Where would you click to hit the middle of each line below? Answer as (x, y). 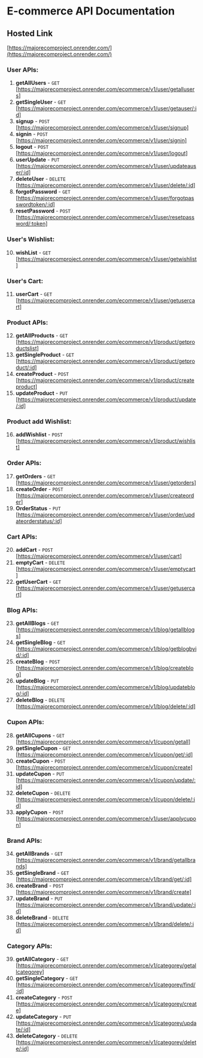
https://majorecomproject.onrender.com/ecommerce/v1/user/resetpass (106, 218)
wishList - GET (33, 252)
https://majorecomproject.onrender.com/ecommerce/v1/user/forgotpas (106, 198)
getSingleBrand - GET (42, 872)
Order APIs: (24, 463)
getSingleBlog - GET (40, 642)
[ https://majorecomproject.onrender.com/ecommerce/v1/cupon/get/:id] (104, 754)
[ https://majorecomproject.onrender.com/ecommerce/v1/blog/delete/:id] (105, 707)
